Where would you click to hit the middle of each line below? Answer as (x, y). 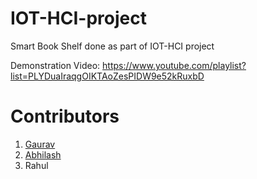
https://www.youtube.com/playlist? (174, 65)
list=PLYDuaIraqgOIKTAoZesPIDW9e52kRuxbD (107, 76)
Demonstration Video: (55, 65)
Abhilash (43, 154)
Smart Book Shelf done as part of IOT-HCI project (112, 46)
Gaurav (40, 144)
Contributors (65, 116)
